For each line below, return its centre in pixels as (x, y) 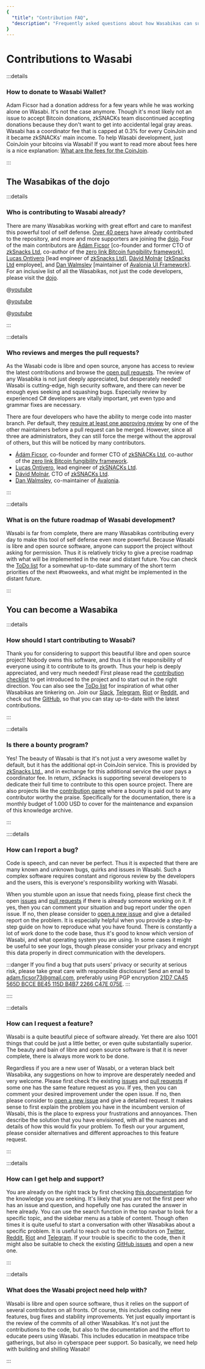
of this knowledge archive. (40, 810)
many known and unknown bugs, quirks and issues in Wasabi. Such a (94, 869)
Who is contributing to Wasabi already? (66, 213)
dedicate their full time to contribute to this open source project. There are (100, 784)
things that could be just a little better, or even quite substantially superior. (99, 1043)
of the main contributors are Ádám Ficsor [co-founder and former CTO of (98, 245)
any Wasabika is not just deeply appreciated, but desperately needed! (94, 379)
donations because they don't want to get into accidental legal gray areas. (99, 125)
